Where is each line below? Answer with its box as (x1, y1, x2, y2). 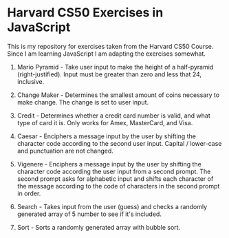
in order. (17, 189, 41, 197)
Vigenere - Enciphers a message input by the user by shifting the (17, 160, 201, 168)
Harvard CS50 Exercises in (7, 5, 164, 21)
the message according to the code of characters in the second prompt (17, 182, 220, 190)
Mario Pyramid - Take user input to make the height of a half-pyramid (17, 63, 214, 71)
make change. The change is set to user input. (17, 98, 149, 106)
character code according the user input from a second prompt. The (17, 167, 211, 175)
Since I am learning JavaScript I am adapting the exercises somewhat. (7, 50, 206, 58)
